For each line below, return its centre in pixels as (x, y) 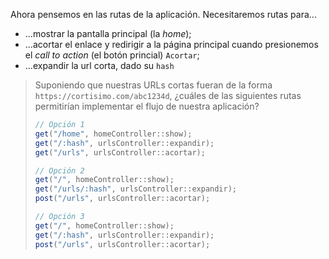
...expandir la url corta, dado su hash (99, 65)
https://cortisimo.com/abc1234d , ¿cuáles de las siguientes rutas (168, 95)
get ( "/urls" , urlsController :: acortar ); (120, 152)
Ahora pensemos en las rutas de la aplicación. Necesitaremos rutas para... (163, 14)
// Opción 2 (59, 170)
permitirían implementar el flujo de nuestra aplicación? (147, 106)
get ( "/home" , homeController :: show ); (113, 134)
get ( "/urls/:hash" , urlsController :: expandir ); (136, 189)
